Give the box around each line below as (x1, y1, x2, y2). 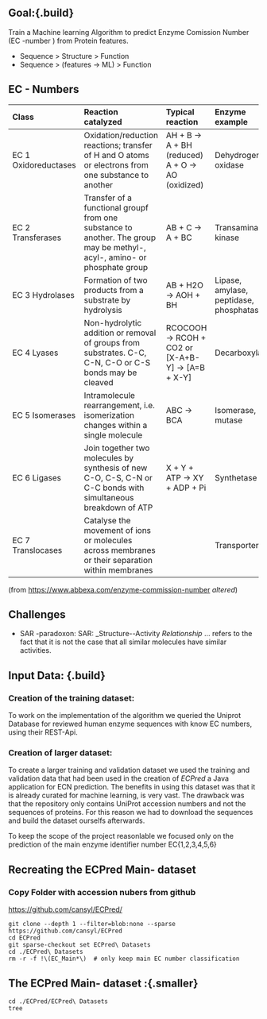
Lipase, (214, 274, 242, 285)
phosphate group (83, 261, 149, 272)
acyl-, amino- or (83, 252, 147, 263)
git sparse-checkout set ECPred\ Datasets (8, 941, 151, 949)
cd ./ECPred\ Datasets (8, 948, 83, 956)
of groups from (83, 337, 141, 348)
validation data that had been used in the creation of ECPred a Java (8, 774, 229, 783)
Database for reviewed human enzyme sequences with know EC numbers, (8, 719, 253, 729)
